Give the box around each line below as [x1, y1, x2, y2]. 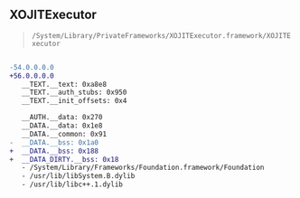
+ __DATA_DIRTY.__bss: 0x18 [9, 155, 119, 164]
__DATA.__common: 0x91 [21, 129, 107, 138]
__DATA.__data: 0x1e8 [21, 121, 103, 130]
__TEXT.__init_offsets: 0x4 [21, 97, 127, 106]
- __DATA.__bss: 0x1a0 [9, 137, 99, 147]
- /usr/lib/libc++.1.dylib [21, 180, 124, 189]
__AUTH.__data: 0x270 [21, 113, 103, 122]
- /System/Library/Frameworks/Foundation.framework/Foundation [21, 163, 265, 173]
